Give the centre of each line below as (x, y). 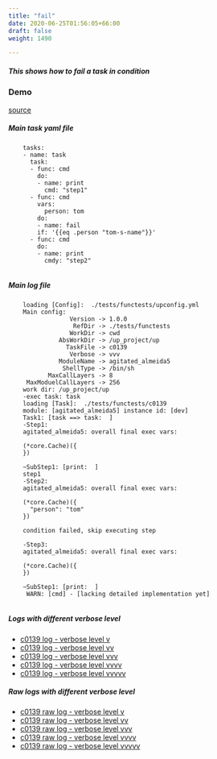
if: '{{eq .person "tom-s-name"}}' (97, 232)
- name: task (45, 155)
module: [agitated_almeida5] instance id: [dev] (106, 411)
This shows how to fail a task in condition (79, 71)
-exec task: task (52, 396)
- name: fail (59, 225)
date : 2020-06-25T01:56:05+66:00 (64, 23)
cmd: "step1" (66, 190)
